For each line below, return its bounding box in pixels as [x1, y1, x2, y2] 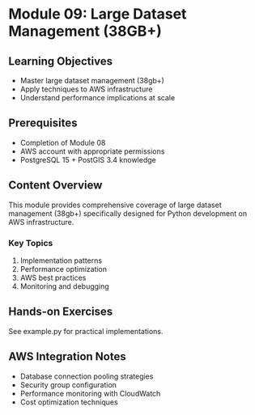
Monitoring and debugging [19, 281, 109, 291]
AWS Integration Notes [8, 349, 127, 364]
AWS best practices [19, 273, 87, 282]
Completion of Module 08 [19, 138, 106, 147]
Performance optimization [19, 264, 108, 273]
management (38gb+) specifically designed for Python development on [8, 208, 248, 218]
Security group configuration [19, 379, 117, 389]
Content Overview [8, 179, 103, 193]
